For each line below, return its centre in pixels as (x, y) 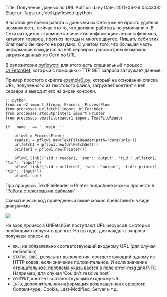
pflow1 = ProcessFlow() (39, 136)
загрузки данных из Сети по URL (40, 55)
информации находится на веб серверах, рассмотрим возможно (76, 50)
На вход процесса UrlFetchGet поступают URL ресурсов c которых (78, 225)
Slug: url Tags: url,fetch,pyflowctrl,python (49, 13)
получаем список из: (28, 236)
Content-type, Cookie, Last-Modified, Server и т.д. (65, 289)
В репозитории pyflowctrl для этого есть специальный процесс (74, 65)
